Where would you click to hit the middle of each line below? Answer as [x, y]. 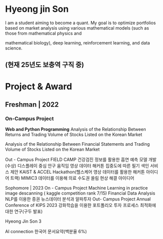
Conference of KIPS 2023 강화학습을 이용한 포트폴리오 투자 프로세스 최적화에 [81, 205]
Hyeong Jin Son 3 [23, 221]
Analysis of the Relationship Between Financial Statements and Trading [78, 144]
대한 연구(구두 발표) [24, 211]
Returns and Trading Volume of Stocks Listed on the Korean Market [74, 135]
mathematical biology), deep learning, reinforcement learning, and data [78, 42]
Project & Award [39, 86]
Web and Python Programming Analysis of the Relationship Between [76, 129]
